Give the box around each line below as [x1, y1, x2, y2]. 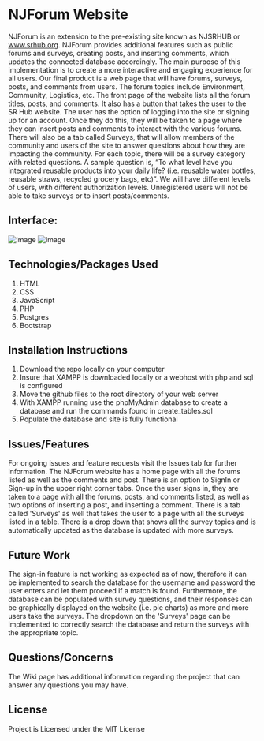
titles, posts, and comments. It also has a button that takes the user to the [8, 99, 247, 108]
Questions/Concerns [8, 651, 113, 664]
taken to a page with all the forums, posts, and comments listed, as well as [8, 492, 250, 502]
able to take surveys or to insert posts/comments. [8, 191, 169, 200]
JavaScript [19, 295, 55, 305]
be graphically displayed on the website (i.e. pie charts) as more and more [8, 603, 250, 612]
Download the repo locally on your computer [19, 365, 165, 374]
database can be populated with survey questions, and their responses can [8, 594, 253, 604]
